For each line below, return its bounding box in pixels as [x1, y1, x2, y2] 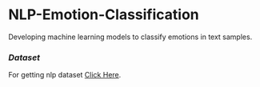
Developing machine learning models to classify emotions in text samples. [8, 32, 253, 42]
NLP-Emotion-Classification [8, 6, 200, 24]
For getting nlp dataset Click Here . [8, 70, 122, 80]
